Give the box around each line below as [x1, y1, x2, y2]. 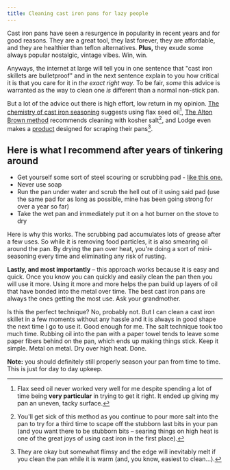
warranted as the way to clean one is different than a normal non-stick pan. [7, 86, 220, 94]
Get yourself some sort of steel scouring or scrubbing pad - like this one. [16, 173, 223, 182]
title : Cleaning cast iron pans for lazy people [7, 10, 149, 17]
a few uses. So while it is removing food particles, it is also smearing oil [7, 237, 208, 246]
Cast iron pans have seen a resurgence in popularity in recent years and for [7, 29, 220, 37]
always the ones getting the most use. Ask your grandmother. [7, 294, 181, 303]
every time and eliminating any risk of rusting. [37, 252, 167, 261]
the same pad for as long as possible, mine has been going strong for [16, 195, 214, 203]
